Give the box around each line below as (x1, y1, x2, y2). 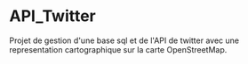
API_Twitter (9, 6, 96, 26)
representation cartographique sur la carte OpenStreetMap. (9, 44, 228, 54)
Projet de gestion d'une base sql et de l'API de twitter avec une (9, 35, 240, 46)
